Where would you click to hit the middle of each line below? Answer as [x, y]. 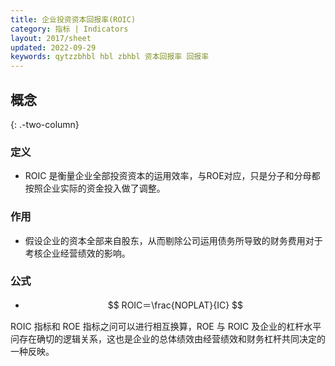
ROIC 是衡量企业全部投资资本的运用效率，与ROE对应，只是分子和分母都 [172, 176]
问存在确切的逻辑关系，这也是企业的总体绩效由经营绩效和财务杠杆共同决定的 [168, 338]
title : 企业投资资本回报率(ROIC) [73, 19]
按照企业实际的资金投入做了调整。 [95, 188]
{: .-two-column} [45, 124]
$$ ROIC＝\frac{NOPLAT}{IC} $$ [175, 305]
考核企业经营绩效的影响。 [77, 253]
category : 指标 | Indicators [69, 29]
